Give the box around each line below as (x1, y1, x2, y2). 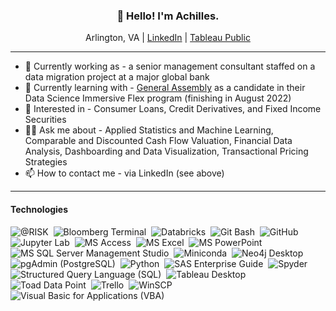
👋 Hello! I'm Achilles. (116, 9, 220, 23)
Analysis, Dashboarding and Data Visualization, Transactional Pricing (24, 145, 309, 158)
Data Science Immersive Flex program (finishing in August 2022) (24, 92, 292, 104)
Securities (24, 114, 67, 126)
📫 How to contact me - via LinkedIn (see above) (24, 167, 225, 179)
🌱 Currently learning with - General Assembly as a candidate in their (24, 82, 306, 94)
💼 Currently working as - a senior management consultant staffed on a (24, 60, 316, 73)
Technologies (10, 203, 69, 215)
